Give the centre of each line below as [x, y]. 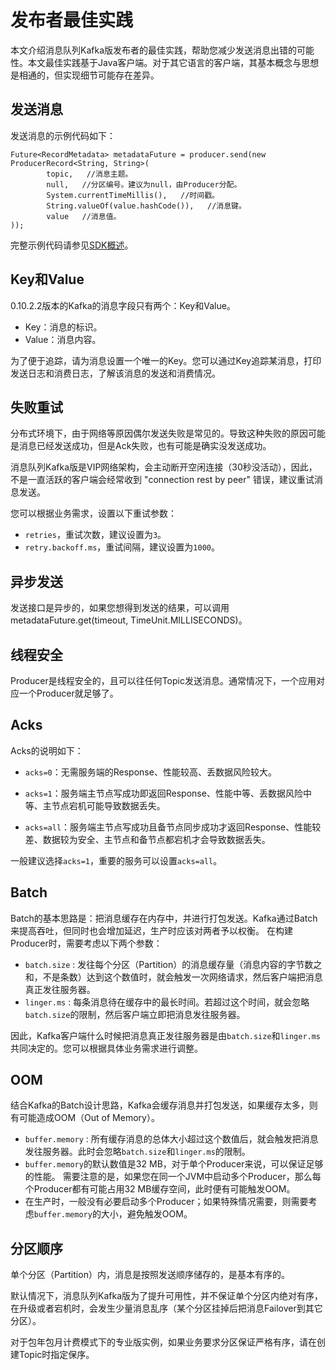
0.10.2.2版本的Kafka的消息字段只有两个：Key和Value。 [123, 305]
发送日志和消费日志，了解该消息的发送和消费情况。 [115, 373]
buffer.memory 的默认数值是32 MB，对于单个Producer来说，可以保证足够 [174, 1164]
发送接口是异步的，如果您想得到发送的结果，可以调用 [120, 608]
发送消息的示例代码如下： [63, 135]
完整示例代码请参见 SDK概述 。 [72, 245]
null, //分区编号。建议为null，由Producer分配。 [144, 184]
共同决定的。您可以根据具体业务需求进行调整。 [106, 1048]
